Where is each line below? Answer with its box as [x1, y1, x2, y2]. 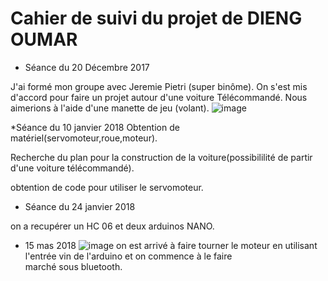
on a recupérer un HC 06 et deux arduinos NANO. [10, 220, 215, 232]
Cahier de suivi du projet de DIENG [10, 7, 303, 30]
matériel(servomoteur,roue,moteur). [10, 132, 158, 144]
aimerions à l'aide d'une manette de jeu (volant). [10, 102, 210, 114]
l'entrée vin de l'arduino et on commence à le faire [24, 250, 233, 262]
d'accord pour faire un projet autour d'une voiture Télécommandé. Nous [10, 91, 308, 103]
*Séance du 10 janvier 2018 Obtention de [10, 121, 180, 133]
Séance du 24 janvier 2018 [24, 200, 136, 212]
